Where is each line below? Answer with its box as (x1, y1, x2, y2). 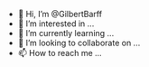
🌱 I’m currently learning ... (17, 28, 115, 38)
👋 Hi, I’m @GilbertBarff (17, 9, 102, 19)
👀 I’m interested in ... (17, 18, 95, 29)
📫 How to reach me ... (17, 48, 102, 58)
